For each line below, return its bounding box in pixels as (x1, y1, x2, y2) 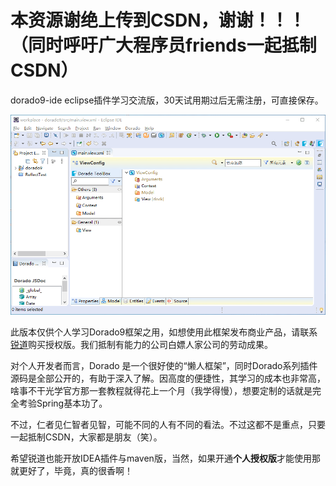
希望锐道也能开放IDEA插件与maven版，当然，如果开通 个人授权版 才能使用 (10, 452, 312, 464)
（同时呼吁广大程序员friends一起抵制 (10, 34, 317, 57)
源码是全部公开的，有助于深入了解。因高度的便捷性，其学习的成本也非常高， (10, 372, 326, 384)
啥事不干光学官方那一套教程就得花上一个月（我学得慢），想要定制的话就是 (10, 384, 313, 396)
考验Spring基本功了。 (18, 397, 108, 409)
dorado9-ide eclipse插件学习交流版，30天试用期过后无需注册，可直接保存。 (10, 94, 324, 106)
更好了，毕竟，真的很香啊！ (18, 464, 133, 476)
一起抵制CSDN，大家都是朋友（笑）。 (10, 431, 163, 443)
